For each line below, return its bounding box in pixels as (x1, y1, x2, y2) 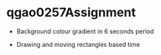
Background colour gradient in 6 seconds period (16, 27, 154, 35)
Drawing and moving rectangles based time (16, 40, 140, 48)
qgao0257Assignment (6, 5, 136, 20)
